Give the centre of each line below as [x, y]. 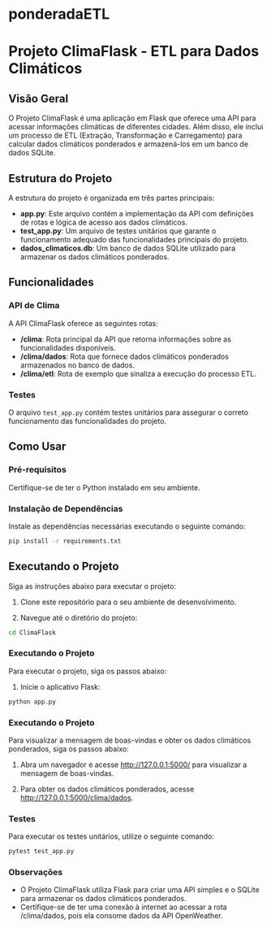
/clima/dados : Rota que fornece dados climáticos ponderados [125, 356]
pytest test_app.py [41, 852]
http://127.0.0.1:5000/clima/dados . [77, 797]
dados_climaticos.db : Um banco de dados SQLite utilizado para [128, 248]
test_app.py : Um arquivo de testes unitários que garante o [118, 231]
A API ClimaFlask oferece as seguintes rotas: [83, 323]
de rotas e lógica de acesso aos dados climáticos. [104, 222]
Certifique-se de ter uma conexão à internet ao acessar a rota [123, 907]
